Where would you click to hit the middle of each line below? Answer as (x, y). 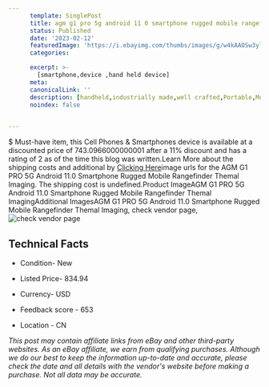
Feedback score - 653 (56, 309)
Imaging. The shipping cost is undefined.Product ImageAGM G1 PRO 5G (126, 184)
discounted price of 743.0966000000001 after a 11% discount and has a (127, 151)
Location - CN (43, 325)
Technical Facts (49, 244)
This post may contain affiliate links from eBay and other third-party (121, 341)
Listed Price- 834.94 (54, 278)
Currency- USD (45, 294)
